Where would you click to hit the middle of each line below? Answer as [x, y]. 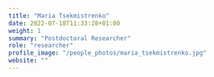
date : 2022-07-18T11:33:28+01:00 [64, 23]
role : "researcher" [41, 46]
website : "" [28, 61]
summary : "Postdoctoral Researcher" [70, 38]
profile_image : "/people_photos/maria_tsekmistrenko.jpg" [107, 53]
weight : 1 [25, 30]
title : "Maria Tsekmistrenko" [59, 16]
